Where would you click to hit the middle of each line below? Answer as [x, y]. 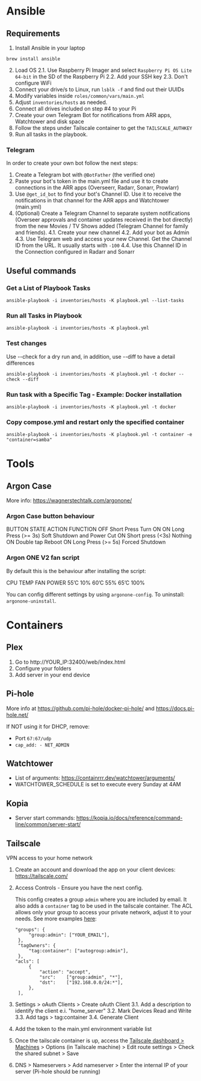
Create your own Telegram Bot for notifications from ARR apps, [93, 115]
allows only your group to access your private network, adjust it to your [103, 913]
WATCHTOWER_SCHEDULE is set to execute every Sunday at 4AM [98, 784]
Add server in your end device [52, 675]
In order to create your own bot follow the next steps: [72, 163]
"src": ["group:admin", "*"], [81, 977]
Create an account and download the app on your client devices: [95, 870]
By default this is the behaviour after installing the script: [76, 571]
